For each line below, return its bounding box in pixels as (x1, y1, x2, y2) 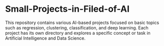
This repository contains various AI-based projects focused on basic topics (5, 20, 160, 25)
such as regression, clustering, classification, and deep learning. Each (5, 24, 149, 30)
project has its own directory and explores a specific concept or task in (5, 30, 151, 36)
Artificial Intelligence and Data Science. (5, 35, 86, 41)
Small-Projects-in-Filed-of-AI (5, 3, 130, 15)
